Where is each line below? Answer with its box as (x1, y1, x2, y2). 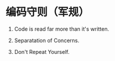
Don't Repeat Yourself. (14, 48, 70, 55)
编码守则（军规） (5, 5, 90, 19)
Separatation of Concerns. (14, 37, 80, 44)
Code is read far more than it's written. (14, 25, 110, 33)
